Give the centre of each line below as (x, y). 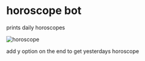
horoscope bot (44, 11)
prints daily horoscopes (36, 27)
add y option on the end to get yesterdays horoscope (73, 51)
